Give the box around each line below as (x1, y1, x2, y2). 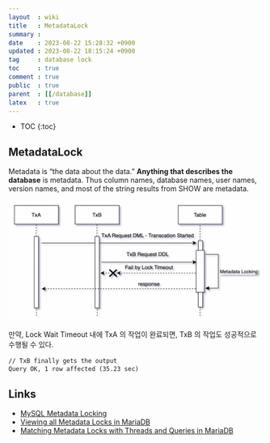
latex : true (8, 98, 60, 107)
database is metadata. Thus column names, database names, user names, (8, 175, 257, 185)
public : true (8, 81, 60, 89)
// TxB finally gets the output (8, 357, 117, 365)
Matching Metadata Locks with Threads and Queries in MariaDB (19, 426, 234, 436)
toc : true (8, 65, 60, 73)
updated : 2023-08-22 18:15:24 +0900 (8, 47, 136, 56)
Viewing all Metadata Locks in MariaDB (19, 417, 151, 427)
